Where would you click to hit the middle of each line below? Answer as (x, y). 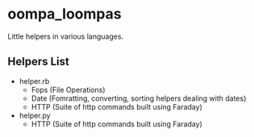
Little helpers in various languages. (66, 36)
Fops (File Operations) (68, 89)
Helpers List (38, 62)
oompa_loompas (65, 14)
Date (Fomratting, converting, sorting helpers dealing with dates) (139, 98)
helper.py (35, 115)
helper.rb (34, 81)
